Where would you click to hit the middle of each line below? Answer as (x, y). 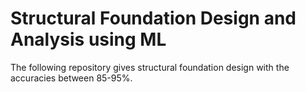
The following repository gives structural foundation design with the (150, 67)
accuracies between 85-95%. (71, 78)
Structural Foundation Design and (153, 18)
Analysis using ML (88, 39)
